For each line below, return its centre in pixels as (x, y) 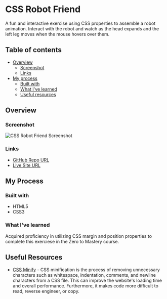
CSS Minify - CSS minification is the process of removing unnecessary (86, 270)
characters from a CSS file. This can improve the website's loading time (87, 280)
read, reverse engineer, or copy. (46, 291)
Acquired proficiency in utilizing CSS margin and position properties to (79, 236)
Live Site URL (27, 165)
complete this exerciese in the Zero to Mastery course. (62, 241)
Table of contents (33, 50)
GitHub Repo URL (31, 160)
